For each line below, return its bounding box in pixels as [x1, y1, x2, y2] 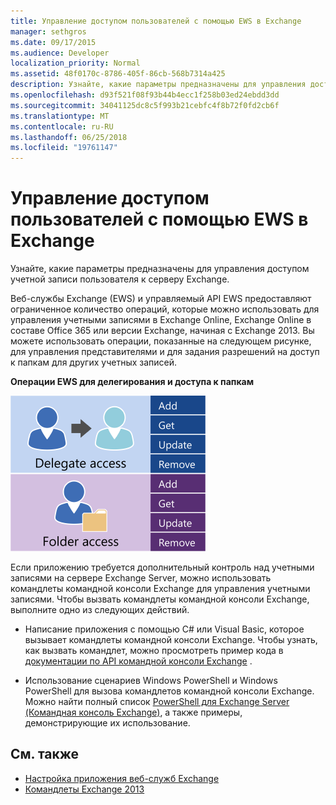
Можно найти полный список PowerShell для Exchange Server [24, 696, 290, 708]
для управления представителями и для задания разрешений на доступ [10, 346, 320, 358]
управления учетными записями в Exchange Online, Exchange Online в [10, 314, 312, 326]
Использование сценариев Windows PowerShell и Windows [24, 675, 278, 687]
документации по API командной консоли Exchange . [24, 655, 253, 667]
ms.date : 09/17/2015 [10, 37, 97, 47]
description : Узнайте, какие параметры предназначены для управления [10, 80, 307, 90]
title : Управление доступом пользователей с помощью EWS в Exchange [10, 16, 302, 26]
